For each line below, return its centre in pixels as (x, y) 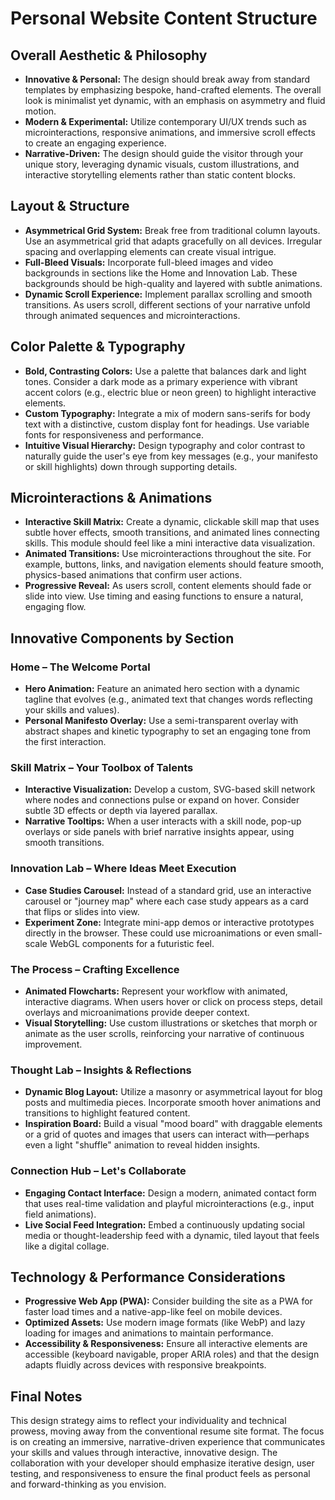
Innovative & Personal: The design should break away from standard (167, 79)
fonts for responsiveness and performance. (114, 434)
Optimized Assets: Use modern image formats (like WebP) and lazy (165, 1323)
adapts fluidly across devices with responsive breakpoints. (145, 1365)
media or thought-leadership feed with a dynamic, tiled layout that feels (172, 1235)
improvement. (53, 1044)
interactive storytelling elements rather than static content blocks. (160, 175)
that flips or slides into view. (82, 911)
